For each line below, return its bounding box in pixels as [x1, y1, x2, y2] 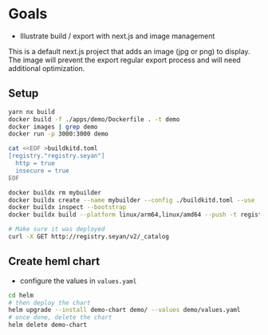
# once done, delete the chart [8, 313, 112, 321]
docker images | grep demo [8, 123, 98, 131]
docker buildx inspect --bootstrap [8, 203, 127, 211]
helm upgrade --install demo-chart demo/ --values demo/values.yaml [8, 306, 241, 314]
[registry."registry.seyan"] [8, 152, 105, 160]
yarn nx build [8, 108, 56, 116]
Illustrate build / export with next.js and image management [19, 31, 215, 41]
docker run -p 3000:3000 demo [8, 130, 109, 138]
